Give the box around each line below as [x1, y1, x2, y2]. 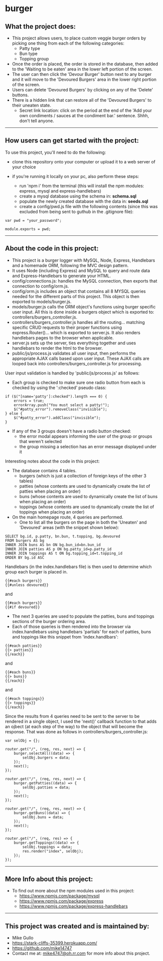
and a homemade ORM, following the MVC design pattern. [12, 262, 129, 268]
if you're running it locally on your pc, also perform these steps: [12, 173, 139, 179]
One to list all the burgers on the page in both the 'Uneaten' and [19, 519, 147, 525]
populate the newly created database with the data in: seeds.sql [19, 198, 148, 204]
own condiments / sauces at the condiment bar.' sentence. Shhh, [19, 113, 149, 118]
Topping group [19, 56, 49, 61]
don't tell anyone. [19, 118, 54, 124]
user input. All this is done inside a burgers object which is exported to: [12, 309, 154, 315]
